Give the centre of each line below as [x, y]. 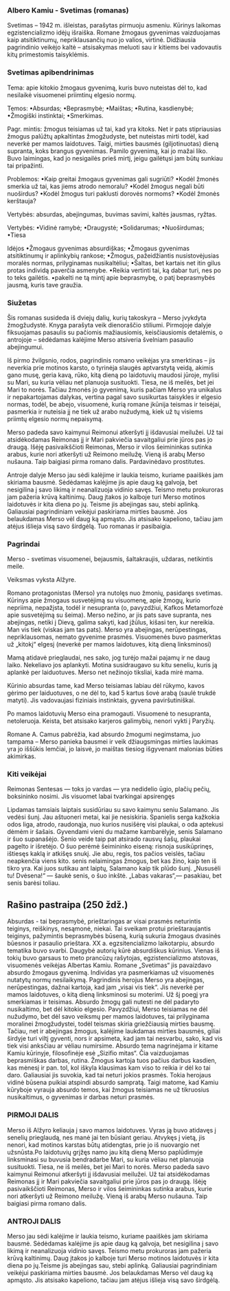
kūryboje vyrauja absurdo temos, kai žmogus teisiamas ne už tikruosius [108, 1090]
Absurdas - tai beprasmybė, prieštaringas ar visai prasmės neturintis [104, 922]
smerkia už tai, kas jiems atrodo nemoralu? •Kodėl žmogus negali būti [106, 186]
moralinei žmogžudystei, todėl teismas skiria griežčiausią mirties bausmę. [111, 1024]
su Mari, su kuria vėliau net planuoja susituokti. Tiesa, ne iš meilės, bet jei [111, 382]
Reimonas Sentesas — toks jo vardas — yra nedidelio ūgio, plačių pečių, [109, 789]
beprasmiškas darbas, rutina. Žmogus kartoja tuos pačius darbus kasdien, [112, 1061]
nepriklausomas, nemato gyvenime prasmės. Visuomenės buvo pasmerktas [114, 637]
